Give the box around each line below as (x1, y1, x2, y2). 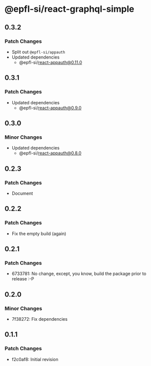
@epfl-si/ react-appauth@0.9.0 (19, 105, 82, 111)
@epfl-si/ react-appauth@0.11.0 (19, 59, 82, 65)
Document (11, 190, 33, 196)
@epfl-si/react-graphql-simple (4, 3, 135, 15)
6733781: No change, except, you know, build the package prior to (11, 271, 147, 276)
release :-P (11, 276, 34, 282)
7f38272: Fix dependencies (11, 316, 68, 322)
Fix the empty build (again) (11, 230, 66, 237)
